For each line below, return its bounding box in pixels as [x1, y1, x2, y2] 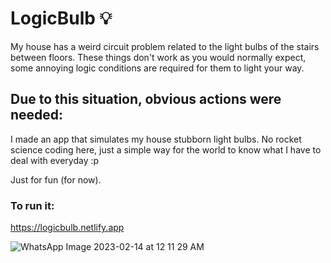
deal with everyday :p [10, 154, 100, 166]
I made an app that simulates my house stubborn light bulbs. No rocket [10, 133, 302, 145]
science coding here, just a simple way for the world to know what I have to [10, 143, 322, 156]
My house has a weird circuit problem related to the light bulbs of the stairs [10, 40, 320, 52]
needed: [10, 107, 64, 124]
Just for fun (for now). [10, 173, 102, 186]
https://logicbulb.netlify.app [10, 222, 125, 234]
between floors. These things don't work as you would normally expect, [10, 51, 307, 63]
